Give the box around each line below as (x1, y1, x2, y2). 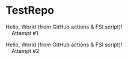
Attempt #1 (11, 29, 38, 36)
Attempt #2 (11, 47, 40, 54)
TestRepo (5, 4, 55, 17)
